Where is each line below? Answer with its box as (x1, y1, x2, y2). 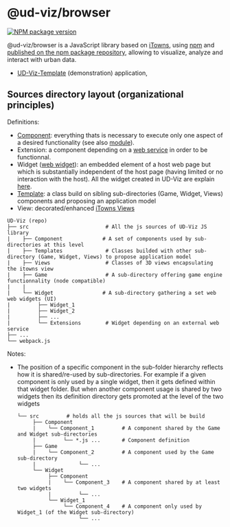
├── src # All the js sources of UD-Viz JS (7, 223, 207, 230)
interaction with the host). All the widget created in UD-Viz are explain (16, 175, 215, 183)
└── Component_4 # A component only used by (63, 503, 203, 510)
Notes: (7, 349, 26, 358)
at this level (43, 241, 84, 248)
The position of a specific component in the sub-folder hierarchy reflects (16, 363, 224, 371)
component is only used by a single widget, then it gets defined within (16, 377, 216, 385)
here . (16, 182, 32, 190)
